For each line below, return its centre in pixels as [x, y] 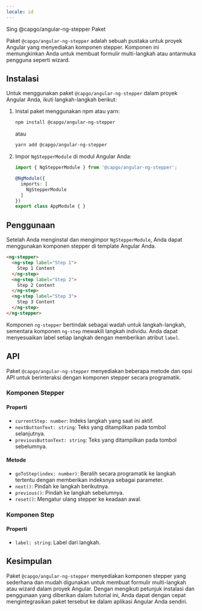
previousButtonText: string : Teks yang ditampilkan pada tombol [96, 440]
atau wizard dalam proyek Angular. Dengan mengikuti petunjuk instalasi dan [100, 589]
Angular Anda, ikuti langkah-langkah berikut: [62, 99]
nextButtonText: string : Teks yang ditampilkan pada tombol [90, 427]
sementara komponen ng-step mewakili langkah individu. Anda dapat [92, 331]
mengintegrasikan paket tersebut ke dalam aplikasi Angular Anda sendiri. [97, 601]
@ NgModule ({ [30, 178]
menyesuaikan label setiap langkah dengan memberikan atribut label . [93, 337]
